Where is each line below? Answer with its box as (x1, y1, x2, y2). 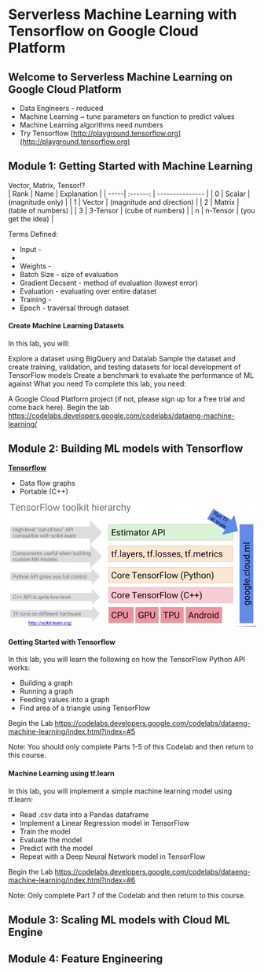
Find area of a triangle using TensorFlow (19, 703, 151, 713)
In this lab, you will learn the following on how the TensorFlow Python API (8, 655, 246, 664)
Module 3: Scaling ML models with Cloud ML (8, 913, 230, 927)
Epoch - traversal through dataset (19, 303, 130, 313)
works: (8, 663, 31, 672)
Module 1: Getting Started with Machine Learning (8, 160, 253, 173)
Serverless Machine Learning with (8, 6, 237, 24)
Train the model (19, 827, 71, 836)
